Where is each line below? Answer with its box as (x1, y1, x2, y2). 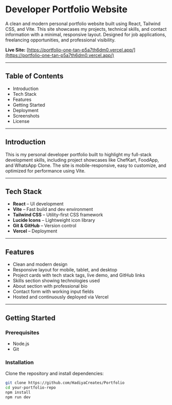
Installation (5, 358, 34, 366)
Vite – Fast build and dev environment (12, 206, 93, 212)
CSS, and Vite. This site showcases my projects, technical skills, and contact (5, 26, 167, 32)
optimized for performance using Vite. (5, 167, 86, 174)
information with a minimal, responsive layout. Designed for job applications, (5, 31, 166, 37)
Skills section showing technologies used (12, 278, 100, 284)
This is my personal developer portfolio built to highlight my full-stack (5, 151, 152, 157)
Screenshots (12, 113, 40, 119)
